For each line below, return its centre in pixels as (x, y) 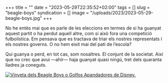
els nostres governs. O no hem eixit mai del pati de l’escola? (68, 44)
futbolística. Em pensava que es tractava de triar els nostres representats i (84, 39)
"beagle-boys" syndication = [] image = (47, 13)
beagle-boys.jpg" (24, 18)
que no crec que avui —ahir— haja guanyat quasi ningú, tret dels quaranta (84, 60)
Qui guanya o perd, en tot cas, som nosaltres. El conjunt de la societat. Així (84, 54)
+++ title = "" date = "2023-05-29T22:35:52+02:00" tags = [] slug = (78, 7)
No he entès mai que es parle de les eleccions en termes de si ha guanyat (83, 28)
